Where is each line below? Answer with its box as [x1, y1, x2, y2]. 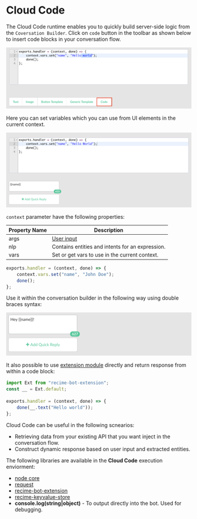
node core [14, 474, 40, 481]
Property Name [8, 226, 47, 234]
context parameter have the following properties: [6, 213, 125, 221]
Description [94, 226, 123, 234]
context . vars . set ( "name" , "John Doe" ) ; [16, 271, 115, 277]
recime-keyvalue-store [14, 493, 71, 500]
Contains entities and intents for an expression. [52, 243, 166, 251]
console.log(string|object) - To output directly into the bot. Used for [14, 500, 182, 507]
